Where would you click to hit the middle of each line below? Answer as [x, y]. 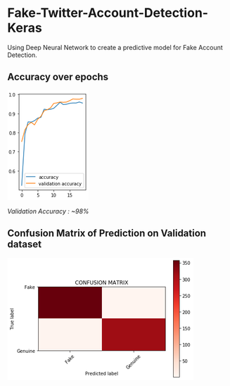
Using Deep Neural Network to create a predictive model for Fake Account [115, 47]
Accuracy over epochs [58, 77]
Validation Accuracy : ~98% [48, 211]
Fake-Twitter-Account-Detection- [108, 13]
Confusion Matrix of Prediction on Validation [107, 234]
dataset [25, 244]
